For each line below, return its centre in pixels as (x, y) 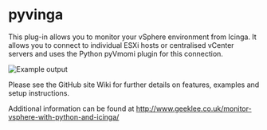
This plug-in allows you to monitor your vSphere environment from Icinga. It (132, 37)
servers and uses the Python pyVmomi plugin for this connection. (116, 53)
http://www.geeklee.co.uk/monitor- (194, 108)
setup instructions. (39, 93)
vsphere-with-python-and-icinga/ (64, 116)
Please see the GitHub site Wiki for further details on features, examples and (134, 85)
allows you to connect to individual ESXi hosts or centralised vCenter (121, 45)
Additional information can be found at (71, 108)
